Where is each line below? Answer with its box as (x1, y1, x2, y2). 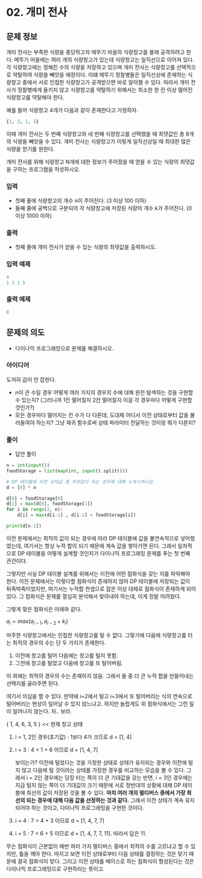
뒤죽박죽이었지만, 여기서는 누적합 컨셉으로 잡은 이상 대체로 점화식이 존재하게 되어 (6, 585, 197, 592)
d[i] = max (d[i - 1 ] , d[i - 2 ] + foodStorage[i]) (17, 512, 136, 519)
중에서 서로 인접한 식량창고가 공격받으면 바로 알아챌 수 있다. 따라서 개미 (22, 79, 190, 86)
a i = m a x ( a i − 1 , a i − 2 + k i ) (6, 617, 68, 626)
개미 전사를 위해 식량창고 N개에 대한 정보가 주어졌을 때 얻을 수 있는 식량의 (6, 158, 179, 165)
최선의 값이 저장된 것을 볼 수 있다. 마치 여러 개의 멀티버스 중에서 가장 (26, 789, 186, 796)
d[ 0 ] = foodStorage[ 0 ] (6, 495, 63, 501)
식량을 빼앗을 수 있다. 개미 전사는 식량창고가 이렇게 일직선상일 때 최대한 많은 (12, 137, 191, 145)
